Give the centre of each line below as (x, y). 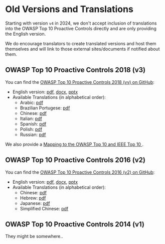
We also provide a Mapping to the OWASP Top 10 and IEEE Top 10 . (74, 144)
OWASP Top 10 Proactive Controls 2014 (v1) (75, 224)
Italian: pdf (31, 118)
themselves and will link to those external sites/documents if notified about (82, 49)
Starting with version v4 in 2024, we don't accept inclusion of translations (81, 23)
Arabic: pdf (32, 102)
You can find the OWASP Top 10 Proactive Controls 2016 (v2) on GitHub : (80, 172)
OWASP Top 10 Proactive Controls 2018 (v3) (75, 70)
